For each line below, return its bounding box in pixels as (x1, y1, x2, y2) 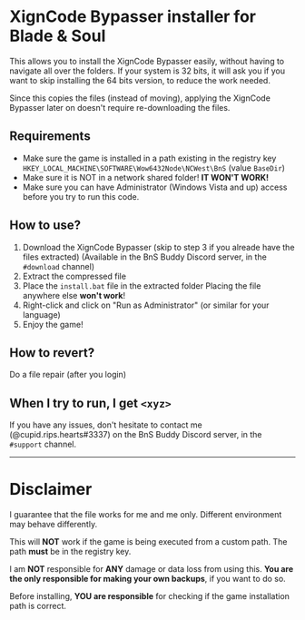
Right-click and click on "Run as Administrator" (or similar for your (22, 300, 270, 310)
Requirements (9, 129, 91, 144)
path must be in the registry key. (9, 546, 132, 557)
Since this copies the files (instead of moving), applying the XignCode (9, 93, 271, 103)
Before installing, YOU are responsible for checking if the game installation (9, 591, 290, 602)
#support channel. (9, 438, 77, 450)
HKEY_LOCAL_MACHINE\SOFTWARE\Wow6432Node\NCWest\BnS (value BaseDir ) (22, 162, 286, 173)
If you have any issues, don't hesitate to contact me (9, 419, 202, 430)
